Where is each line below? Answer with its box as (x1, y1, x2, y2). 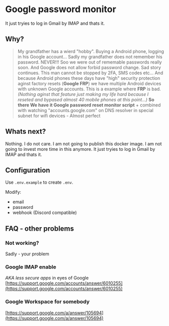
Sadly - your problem (5, 251, 49, 257)
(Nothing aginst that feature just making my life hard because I (17, 91, 149, 97)
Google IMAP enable (5, 263, 57, 270)
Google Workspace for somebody (5, 298, 90, 305)
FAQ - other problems (5, 224, 74, 233)
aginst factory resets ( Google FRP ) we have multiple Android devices (17, 80, 161, 86)
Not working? (5, 239, 39, 246)
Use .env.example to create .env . (5, 179, 73, 185)
